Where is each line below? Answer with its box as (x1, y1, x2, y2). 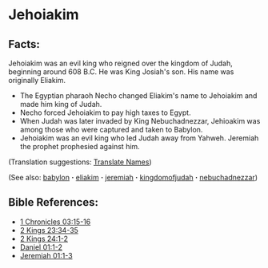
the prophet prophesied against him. (19, 142, 140, 151)
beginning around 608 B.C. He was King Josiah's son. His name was (8, 67, 234, 77)
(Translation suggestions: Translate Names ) (8, 157, 152, 167)
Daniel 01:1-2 (19, 242, 62, 252)
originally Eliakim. (8, 76, 66, 85)
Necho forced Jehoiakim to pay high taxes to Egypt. (19, 108, 191, 117)
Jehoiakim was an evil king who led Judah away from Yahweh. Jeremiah (19, 133, 259, 143)
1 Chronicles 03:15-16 (19, 217, 91, 227)
